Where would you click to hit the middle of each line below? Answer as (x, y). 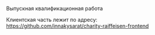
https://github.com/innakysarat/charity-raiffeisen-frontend (77, 26)
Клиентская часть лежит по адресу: (52, 20)
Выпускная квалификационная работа (55, 8)
